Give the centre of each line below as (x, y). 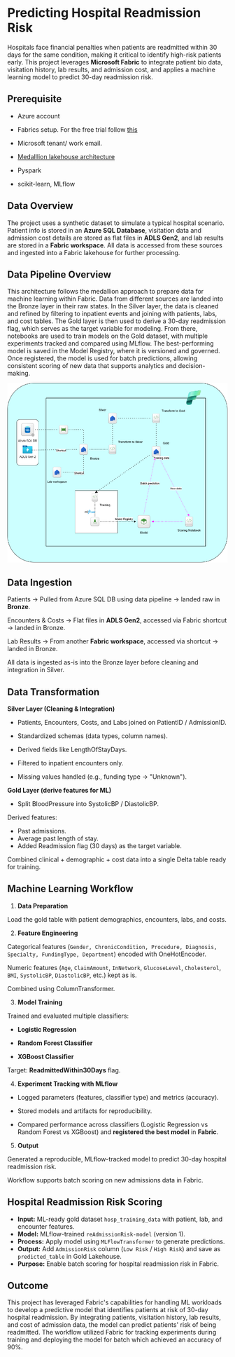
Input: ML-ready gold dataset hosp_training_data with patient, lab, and (120, 1219)
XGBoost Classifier (45, 1056)
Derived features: (32, 817)
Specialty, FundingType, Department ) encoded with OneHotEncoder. (107, 954)
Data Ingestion (40, 582)
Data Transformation (54, 692)
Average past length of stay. (58, 838)
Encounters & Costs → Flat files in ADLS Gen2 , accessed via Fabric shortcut (117, 620)
